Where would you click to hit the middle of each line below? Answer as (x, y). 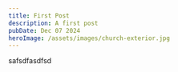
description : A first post (53, 23)
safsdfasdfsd (30, 61)
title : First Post (39, 16)
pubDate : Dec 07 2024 (44, 30)
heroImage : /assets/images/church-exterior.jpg (89, 38)
